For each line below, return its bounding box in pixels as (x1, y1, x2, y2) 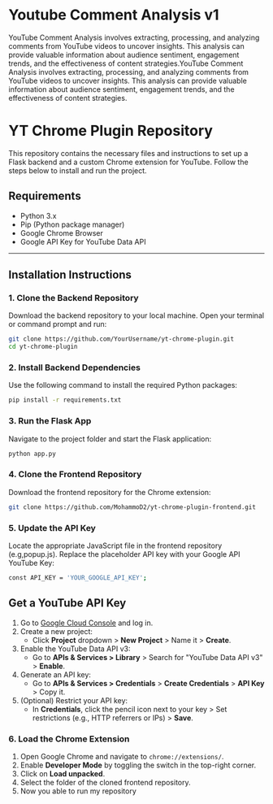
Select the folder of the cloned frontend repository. (19, 777, 191, 787)
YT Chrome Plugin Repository (8, 122, 214, 140)
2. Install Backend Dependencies (8, 362, 141, 373)
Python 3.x (19, 211, 57, 220)
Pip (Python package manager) (19, 219, 125, 229)
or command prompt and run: (8, 319, 107, 329)
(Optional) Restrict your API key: (19, 695, 128, 705)
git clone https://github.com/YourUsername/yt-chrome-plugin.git (8, 335, 234, 343)
